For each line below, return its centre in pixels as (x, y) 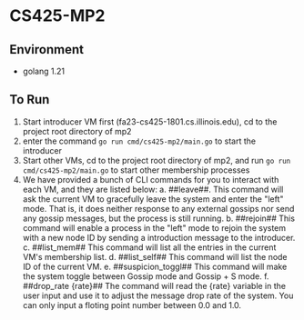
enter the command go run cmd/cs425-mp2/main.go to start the (139, 141)
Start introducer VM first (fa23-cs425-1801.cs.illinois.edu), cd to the (150, 121)
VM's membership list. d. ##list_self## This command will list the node (155, 256)
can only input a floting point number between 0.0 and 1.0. (132, 305)
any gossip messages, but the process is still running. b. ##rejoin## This (159, 218)
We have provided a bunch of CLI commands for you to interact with (151, 179)
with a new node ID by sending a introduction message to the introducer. (159, 237)
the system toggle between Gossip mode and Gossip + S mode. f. (146, 276)
